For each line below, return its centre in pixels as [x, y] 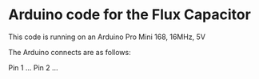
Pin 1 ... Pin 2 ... [33, 67]
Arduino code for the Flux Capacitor [130, 15]
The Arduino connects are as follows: [70, 52]
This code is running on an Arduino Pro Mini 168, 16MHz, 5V [107, 37]
